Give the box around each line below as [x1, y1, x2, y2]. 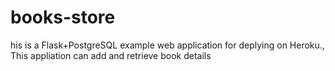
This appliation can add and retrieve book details [10, 49, 212, 61]
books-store [10, 6, 116, 29]
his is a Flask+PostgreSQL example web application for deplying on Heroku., [10, 39, 325, 51]
